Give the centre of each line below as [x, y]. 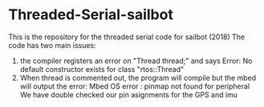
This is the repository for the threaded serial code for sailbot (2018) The [127, 37]
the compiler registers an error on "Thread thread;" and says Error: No [136, 61]
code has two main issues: [52, 45]
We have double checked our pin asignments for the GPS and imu [129, 94]
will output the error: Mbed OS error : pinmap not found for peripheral [135, 86]
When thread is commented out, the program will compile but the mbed [138, 77]
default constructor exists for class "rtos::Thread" [102, 69]
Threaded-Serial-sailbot [91, 15]
